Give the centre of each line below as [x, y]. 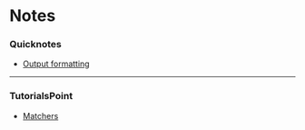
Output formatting [56, 64]
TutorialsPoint [41, 96]
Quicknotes [35, 45]
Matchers [40, 115]
